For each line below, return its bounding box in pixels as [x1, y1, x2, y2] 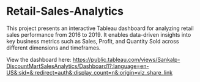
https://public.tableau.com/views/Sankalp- [72, 56, 180, 63]
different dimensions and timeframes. [6, 44, 101, 51]
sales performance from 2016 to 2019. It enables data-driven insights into [6, 31, 191, 38]
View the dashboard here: [6, 56, 72, 63]
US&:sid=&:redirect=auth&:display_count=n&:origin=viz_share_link [6, 69, 173, 76]
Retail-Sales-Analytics [6, 4, 124, 18]
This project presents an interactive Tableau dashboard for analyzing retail [6, 24, 194, 32]
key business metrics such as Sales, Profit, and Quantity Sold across [6, 37, 179, 45]
